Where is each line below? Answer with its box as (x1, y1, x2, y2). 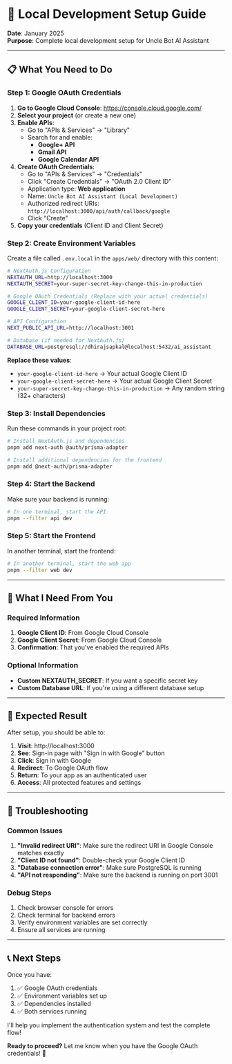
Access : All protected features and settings (17, 779, 142, 787)
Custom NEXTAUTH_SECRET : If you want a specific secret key (17, 676, 198, 685)
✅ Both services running (17, 1007, 88, 1016)
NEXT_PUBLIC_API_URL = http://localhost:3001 (7, 325, 135, 332)
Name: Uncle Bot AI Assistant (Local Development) (27, 191, 178, 200)
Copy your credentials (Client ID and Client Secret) (17, 221, 164, 229)
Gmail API (37, 148, 67, 156)
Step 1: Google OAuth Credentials (7, 88, 122, 97)
